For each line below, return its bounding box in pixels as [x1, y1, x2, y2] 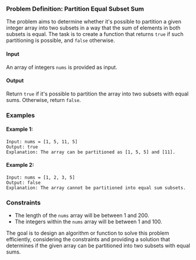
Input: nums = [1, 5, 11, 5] [6, 139, 78, 144]
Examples [6, 111, 35, 119]
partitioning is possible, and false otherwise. [6, 37, 115, 44]
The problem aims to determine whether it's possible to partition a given [6, 18, 182, 25]
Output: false [6, 180, 41, 186]
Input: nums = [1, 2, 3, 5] [6, 175, 76, 181]
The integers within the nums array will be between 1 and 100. [14, 218, 162, 225]
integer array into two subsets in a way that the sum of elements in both [6, 24, 181, 31]
